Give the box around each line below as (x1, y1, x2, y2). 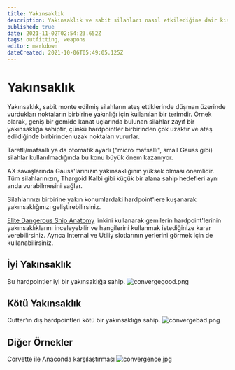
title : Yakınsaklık (7, 10, 64, 17)
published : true (7, 23, 55, 30)
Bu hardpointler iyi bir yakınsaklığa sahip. (7, 277, 126, 285)
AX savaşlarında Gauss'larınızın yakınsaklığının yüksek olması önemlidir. (7, 166, 215, 175)
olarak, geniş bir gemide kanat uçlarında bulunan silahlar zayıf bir (7, 117, 195, 126)
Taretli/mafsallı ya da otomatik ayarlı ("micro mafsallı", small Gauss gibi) (7, 145, 213, 154)
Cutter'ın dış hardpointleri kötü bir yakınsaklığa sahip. (7, 316, 161, 325)
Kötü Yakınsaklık (7, 298, 82, 310)
